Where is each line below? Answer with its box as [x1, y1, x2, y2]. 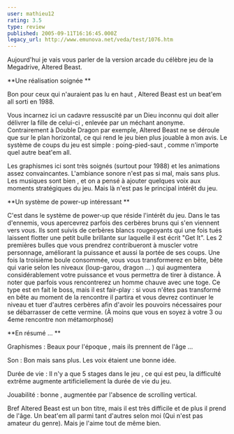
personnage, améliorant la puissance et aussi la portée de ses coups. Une [7, 248, 221, 257]
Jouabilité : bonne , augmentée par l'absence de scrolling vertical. [7, 391, 198, 399]
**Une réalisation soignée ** [7, 76, 91, 85]
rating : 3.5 [7, 17, 42, 24]
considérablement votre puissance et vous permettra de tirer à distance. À [7, 271, 221, 279]
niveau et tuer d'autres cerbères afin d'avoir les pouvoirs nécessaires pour [7, 300, 222, 309]
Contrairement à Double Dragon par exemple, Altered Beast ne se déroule [7, 126, 220, 134]
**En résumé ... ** [7, 329, 61, 337]
